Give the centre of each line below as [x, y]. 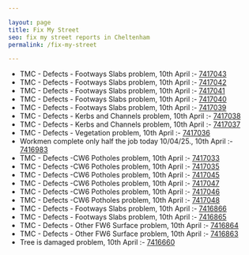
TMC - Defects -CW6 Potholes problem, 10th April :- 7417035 [119, 166]
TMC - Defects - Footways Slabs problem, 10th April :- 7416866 [123, 209]
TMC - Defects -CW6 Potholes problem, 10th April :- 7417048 [119, 200]
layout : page [30, 22]
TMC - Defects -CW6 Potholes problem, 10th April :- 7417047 [119, 184]
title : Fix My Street [44, 30]
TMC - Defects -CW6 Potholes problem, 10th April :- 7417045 [119, 175]
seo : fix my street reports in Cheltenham [79, 37]
